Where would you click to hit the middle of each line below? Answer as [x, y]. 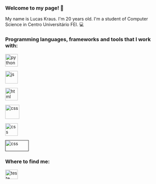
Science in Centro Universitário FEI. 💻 [44, 25]
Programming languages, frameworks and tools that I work [78, 40]
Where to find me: [27, 161]
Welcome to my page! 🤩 [34, 8]
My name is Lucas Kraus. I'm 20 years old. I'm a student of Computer [77, 19]
